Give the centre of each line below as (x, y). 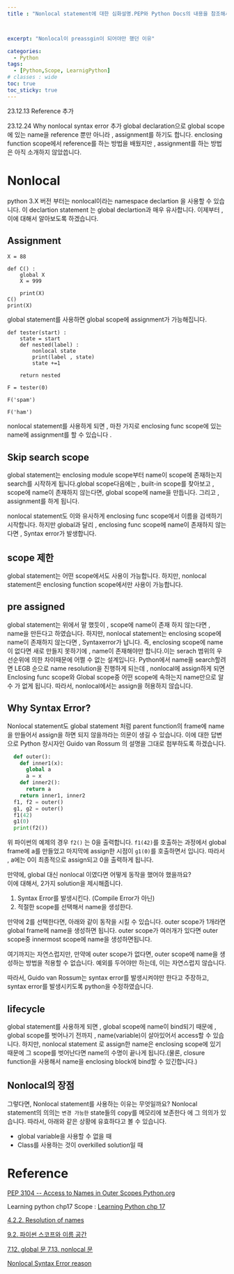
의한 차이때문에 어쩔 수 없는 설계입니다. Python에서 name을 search (123, 659)
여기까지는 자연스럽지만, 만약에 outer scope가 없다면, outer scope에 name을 (112, 954)
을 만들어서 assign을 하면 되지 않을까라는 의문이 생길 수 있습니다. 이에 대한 (108, 734)
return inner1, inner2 (53, 795)
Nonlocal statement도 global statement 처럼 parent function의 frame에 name (116, 726)
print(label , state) (64, 357)
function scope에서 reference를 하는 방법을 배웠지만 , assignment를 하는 (108, 143)
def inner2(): (40, 783)
